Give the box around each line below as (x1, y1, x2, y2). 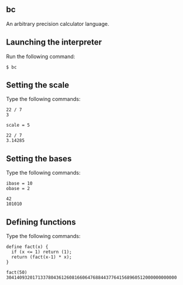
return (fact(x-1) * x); (11, 255, 72, 260)
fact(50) (6, 270, 28, 276)
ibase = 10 (6, 181, 33, 186)
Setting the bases (6, 154, 72, 164)
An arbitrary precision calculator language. (6, 20, 110, 27)
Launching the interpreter (6, 38, 102, 48)
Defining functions (6, 217, 76, 227)
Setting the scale (6, 80, 69, 90)
